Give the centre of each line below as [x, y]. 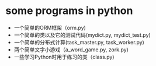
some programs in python [69, 11]
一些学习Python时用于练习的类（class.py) [64, 57]
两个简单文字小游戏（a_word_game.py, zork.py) [71, 49]
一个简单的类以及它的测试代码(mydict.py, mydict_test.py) [82, 35]
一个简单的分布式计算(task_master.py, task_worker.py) [79, 42]
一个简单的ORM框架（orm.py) [50, 27]
